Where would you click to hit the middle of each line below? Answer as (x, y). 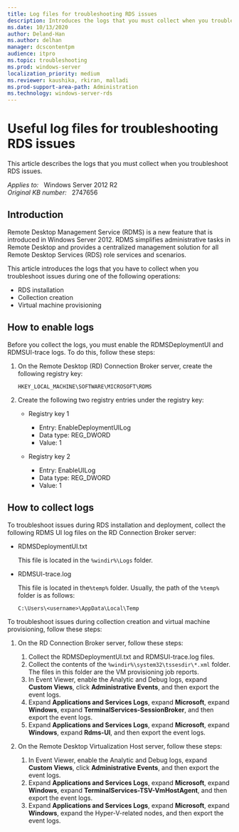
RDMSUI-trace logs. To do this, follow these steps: (81, 352)
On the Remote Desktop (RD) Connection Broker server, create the (115, 366)
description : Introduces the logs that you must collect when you (108, 21)
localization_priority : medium (54, 73)
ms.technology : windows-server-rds (60, 93)
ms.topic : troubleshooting (47, 61)
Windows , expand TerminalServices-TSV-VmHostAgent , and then (128, 790)
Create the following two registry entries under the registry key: (111, 400)
